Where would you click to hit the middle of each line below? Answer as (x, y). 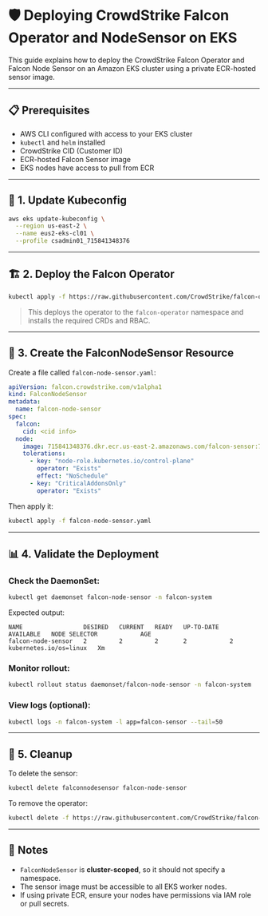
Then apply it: (31, 506)
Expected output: (37, 613)
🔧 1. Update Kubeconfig (68, 200)
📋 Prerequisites (49, 111)
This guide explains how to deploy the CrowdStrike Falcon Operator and (126, 60)
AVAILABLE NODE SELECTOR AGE (80, 634)
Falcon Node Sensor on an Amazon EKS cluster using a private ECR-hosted (132, 68)
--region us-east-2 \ (51, 226)
